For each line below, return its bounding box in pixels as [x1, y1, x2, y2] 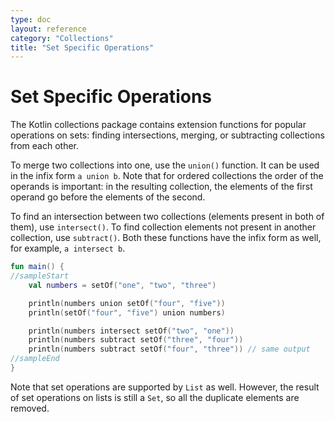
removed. [10, 402, 50, 414]
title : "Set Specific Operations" [10, 42, 155, 53]
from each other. [10, 140, 80, 152]
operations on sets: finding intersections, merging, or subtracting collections [10, 129, 325, 141]
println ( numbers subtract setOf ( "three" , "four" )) [28, 335, 244, 345]
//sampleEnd [10, 354, 60, 364]
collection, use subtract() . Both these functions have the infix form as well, [10, 232, 322, 244]
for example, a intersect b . [10, 242, 126, 255]
